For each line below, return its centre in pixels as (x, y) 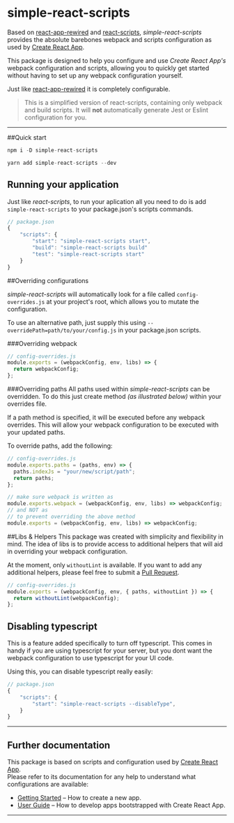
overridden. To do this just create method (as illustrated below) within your (114, 396)
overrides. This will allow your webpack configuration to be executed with (113, 425)
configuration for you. (55, 117)
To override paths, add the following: (60, 446)
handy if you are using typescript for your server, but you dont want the (110, 650)
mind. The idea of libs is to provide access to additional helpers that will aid (115, 544)
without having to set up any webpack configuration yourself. (95, 75)
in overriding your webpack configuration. (68, 551)
